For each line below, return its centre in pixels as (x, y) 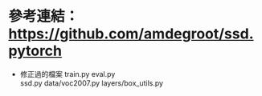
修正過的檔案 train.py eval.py (68, 74)
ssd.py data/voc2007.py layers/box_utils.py (91, 83)
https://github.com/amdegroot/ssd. (131, 34)
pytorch (35, 51)
